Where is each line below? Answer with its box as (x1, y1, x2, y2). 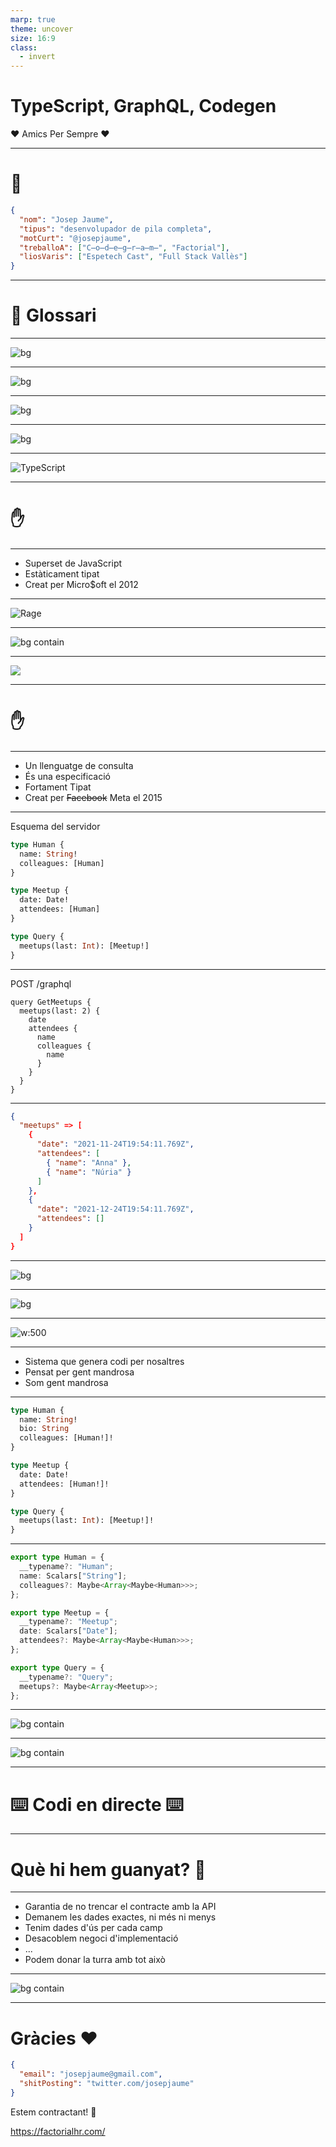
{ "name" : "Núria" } (46, 1167, 132, 1177)
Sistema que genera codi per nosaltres (24, 1355, 185, 1367)
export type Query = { (10, 1662, 105, 1673)
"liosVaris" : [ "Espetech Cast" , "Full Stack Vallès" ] (19, 252, 248, 262)
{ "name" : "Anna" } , (46, 1157, 132, 1168)
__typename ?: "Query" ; (19, 1672, 114, 1682)
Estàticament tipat (24, 568, 100, 580)
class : (10, 42, 38, 53)
